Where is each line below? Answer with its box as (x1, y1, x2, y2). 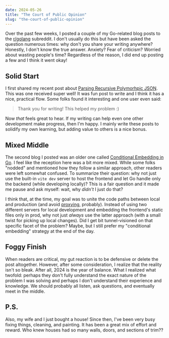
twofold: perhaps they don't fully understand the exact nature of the (5, 272, 147, 278)
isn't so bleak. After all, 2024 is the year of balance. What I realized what (5, 266, 156, 273)
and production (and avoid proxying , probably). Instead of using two (5, 201, 147, 207)
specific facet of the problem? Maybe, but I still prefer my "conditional (5, 223, 151, 229)
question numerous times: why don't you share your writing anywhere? (5, 41, 153, 47)
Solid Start (5, 72, 39, 81)
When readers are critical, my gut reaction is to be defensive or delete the (5, 256, 159, 262)
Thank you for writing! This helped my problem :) (17, 106, 120, 112)
